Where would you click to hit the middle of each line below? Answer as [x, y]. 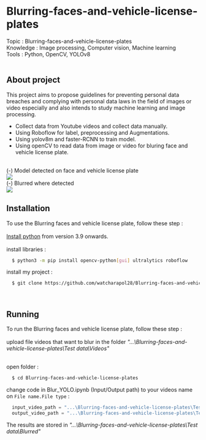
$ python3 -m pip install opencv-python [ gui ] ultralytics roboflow [100, 260]
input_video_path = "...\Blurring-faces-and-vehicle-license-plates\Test [108, 408]
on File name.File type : [38, 396]
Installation [28, 208]
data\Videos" [93, 349]
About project [33, 80]
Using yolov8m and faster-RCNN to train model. [75, 139]
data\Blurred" [24, 431]
